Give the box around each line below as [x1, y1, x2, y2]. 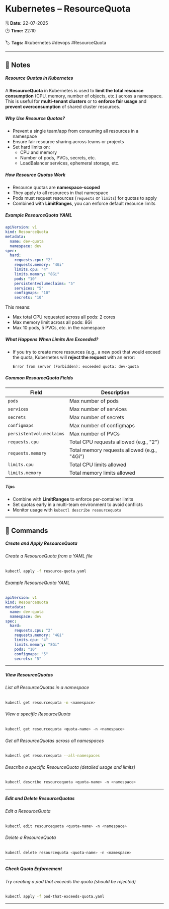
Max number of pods [69, 397, 119, 405]
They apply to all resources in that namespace [12, 190, 109, 196]
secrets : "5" [14, 656, 42, 661]
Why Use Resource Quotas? [5, 115, 65, 121]
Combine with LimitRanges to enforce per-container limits [12, 496, 133, 502]
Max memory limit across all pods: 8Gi [12, 319, 92, 325]
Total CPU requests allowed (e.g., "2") [69, 438, 159, 445]
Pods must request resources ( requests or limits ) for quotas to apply [12, 195, 157, 201]
